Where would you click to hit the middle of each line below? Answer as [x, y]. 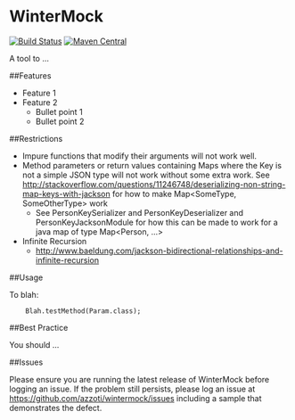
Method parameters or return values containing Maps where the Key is [152, 165]
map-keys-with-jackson [66, 194]
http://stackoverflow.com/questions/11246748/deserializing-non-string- [154, 184]
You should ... [34, 344]
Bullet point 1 [59, 111]
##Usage [26, 277]
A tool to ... [29, 58]
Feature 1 [39, 93]
